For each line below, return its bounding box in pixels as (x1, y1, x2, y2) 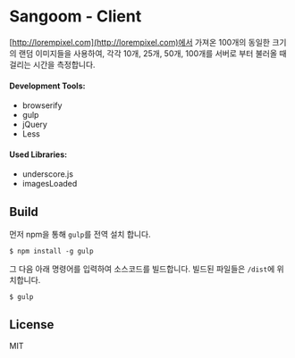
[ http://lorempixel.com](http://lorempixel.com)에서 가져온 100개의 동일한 (9, 37, 271, 47)
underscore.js (21, 169, 74, 179)
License (9, 317, 55, 332)
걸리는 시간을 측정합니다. (9, 59, 96, 70)
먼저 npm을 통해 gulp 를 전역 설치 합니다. (9, 229, 151, 240)
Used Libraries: (9, 149, 68, 160)
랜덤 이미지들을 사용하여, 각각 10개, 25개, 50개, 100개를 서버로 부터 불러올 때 (18, 47, 287, 59)
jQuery (21, 119, 47, 130)
